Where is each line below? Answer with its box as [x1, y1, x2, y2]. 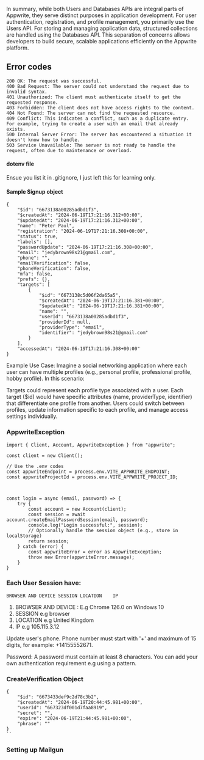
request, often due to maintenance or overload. [6, 147, 132, 153]
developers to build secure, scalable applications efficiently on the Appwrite [6, 38, 197, 45]
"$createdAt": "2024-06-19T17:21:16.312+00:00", [17, 212, 143, 219]
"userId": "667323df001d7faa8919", [17, 705, 108, 711]
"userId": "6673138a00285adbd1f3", [38, 314, 130, 320]
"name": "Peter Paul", [17, 223, 75, 229]
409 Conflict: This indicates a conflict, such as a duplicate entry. [6, 115, 189, 122]
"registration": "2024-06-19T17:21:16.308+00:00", [17, 228, 149, 235]
